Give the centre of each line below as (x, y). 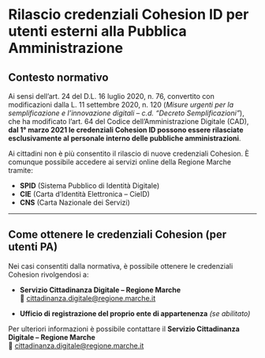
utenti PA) (33, 247)
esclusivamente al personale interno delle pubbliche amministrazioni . (125, 138)
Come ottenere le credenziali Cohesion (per (118, 235)
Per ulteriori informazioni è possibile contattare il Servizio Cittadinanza (124, 329)
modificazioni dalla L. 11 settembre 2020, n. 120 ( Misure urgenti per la (121, 105)
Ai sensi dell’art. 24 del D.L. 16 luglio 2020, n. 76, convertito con (111, 96)
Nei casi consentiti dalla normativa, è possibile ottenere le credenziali (121, 266)
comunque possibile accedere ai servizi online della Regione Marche (120, 162)
